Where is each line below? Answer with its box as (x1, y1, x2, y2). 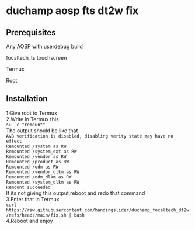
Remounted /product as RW (6, 159, 69, 164)
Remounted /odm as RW (6, 164, 59, 170)
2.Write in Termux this (6, 115, 60, 122)
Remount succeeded (6, 184, 51, 190)
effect (6, 138, 22, 144)
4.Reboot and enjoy (6, 217, 53, 224)
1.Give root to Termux (6, 109, 57, 116)
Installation (6, 94, 48, 104)
